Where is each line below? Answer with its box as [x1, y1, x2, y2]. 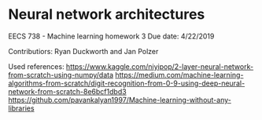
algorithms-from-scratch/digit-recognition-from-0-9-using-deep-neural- [8, 78, 245, 88]
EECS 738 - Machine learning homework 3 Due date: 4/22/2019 [8, 31, 215, 41]
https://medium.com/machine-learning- [115, 70, 244, 79]
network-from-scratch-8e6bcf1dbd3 [8, 86, 127, 96]
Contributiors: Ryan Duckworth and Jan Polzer [8, 46, 159, 56]
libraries [8, 104, 35, 113]
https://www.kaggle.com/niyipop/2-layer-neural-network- [65, 61, 254, 71]
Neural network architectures [8, 5, 205, 24]
